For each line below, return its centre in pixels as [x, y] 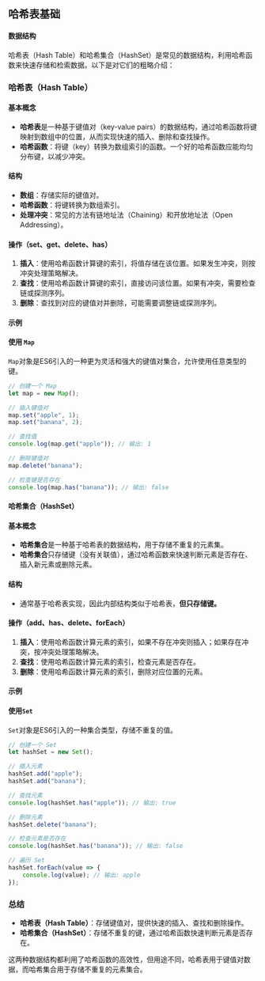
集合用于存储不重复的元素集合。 [95, 969]
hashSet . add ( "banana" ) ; [47, 782]
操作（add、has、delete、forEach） [69, 623]
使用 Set [21, 710]
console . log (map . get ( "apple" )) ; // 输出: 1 [80, 444]
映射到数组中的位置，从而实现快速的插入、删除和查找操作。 [117, 136]
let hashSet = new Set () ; [51, 752]
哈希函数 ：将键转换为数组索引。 [72, 205]
